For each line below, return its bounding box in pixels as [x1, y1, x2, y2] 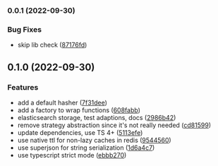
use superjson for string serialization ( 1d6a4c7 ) [17, 143, 155, 152]
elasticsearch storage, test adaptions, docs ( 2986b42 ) [17, 113, 176, 121]
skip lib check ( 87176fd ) [17, 41, 87, 49]
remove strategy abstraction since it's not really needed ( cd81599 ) [17, 121, 212, 129]
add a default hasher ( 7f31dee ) [17, 98, 108, 107]
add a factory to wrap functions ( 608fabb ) [17, 105, 141, 114]
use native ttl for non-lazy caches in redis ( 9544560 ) [17, 136, 171, 144]
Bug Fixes [7, 24, 42, 34]
